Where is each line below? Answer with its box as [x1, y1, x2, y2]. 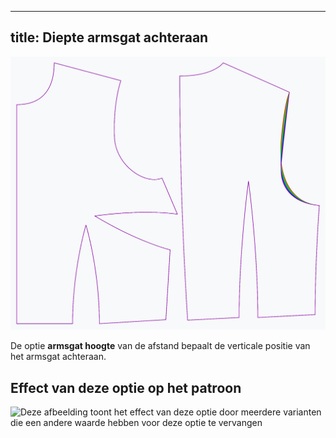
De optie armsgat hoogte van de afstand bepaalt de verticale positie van [10, 340, 311, 352]
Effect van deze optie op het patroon [10, 379, 242, 396]
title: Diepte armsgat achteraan [10, 29, 209, 46]
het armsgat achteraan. [10, 351, 107, 363]
